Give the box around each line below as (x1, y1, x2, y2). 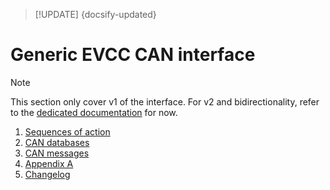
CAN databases (24, 136, 90, 148)
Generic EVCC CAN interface (10, 44, 256, 66)
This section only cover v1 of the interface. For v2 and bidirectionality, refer (10, 95, 320, 108)
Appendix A (24, 157, 74, 169)
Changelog (24, 168, 71, 180)
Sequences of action (24, 125, 111, 138)
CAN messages (24, 147, 90, 159)
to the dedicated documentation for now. (10, 106, 178, 118)
